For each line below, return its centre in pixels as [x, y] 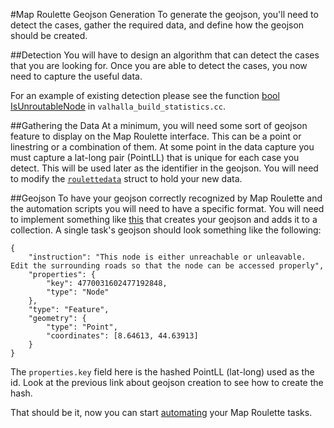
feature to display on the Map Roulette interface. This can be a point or [156, 136]
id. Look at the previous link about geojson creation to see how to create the [167, 382]
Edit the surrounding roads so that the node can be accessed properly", [167, 266]
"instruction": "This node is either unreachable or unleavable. [167, 257]
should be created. [49, 35]
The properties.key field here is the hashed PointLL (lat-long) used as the [162, 372]
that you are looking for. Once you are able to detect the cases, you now [159, 65]
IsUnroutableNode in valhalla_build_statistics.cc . [118, 106]
